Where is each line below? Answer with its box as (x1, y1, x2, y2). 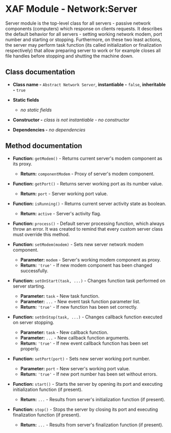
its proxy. (12, 160, 32, 167)
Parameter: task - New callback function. (20, 329, 109, 335)
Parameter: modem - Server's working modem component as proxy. (20, 256, 161, 262)
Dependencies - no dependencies (12, 126, 85, 133)
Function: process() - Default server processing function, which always (12, 220, 165, 227)
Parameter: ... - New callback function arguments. (20, 334, 130, 341)
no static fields (20, 106, 52, 113)
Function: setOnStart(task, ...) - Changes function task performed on (12, 277, 165, 284)
